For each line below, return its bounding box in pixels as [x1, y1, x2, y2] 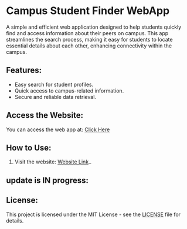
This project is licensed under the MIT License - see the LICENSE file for [6, 211, 181, 218]
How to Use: [6, 142, 52, 153]
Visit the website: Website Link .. [14, 158, 92, 165]
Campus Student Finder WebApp [6, 4, 170, 18]
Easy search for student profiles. [14, 81, 94, 88]
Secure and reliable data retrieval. [14, 93, 97, 100]
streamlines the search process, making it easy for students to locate [6, 36, 173, 43]
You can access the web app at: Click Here [6, 126, 110, 133]
